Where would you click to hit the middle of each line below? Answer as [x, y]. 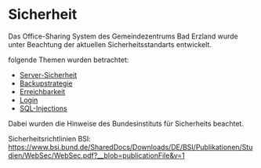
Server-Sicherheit [48, 75]
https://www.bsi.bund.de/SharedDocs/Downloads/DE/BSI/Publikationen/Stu [130, 147]
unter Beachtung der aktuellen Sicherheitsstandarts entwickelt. [110, 44]
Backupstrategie [46, 83]
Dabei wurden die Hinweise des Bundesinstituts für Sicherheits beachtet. [126, 123]
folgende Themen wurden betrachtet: [69, 60]
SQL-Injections [43, 108]
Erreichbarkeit [42, 91]
